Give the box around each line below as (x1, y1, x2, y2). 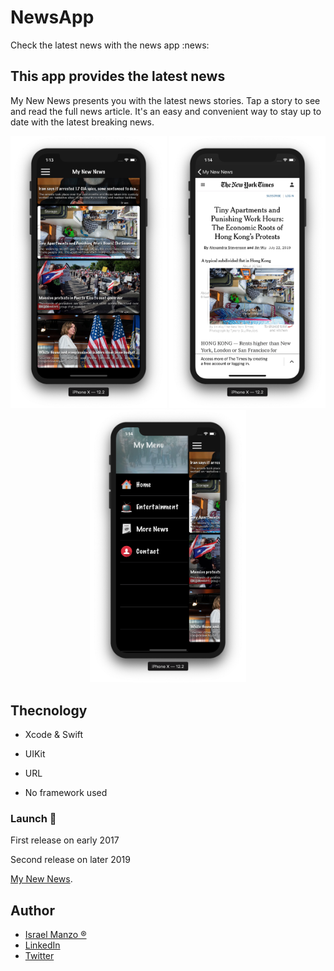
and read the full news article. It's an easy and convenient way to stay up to (10, 105, 322, 117)
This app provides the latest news (10, 68, 226, 85)
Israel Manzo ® (24, 929, 87, 941)
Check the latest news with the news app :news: (10, 39, 210, 51)
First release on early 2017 (10, 834, 120, 846)
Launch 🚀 (10, 811, 57, 825)
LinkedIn (24, 939, 61, 951)
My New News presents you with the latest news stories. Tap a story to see (10, 94, 321, 106)
